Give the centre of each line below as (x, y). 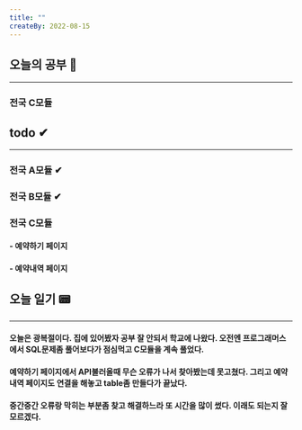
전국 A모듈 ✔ (36, 170)
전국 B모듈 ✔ (36, 196)
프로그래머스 (264, 338)
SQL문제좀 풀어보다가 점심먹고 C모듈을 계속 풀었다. (115, 349)
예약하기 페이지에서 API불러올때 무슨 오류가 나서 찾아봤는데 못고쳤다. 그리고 (141, 372)
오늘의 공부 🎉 (44, 64)
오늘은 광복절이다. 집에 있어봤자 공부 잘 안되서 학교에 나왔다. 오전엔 (125, 338)
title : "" (28, 18)
